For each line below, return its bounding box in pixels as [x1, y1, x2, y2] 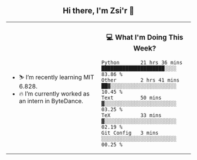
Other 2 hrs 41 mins [101, 77, 180, 83]
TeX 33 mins [101, 112, 162, 118]
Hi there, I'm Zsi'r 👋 [62, 6, 135, 16]
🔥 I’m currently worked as [19, 89, 90, 97]
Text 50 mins [101, 94, 162, 101]
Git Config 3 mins [101, 130, 159, 136]
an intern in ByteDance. [19, 97, 84, 105]
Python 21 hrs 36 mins [101, 59, 183, 66]
